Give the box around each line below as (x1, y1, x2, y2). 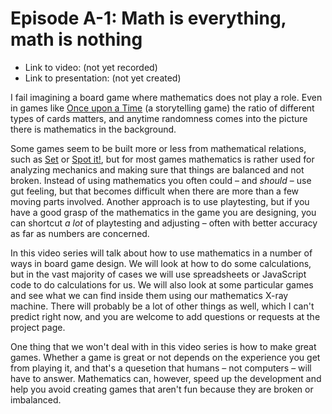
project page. (10, 321, 66, 333)
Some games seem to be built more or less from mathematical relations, (10, 142, 307, 154)
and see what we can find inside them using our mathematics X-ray (10, 289, 289, 301)
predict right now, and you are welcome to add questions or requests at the (10, 310, 321, 322)
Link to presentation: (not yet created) (24, 72, 182, 84)
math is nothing (10, 28, 143, 51)
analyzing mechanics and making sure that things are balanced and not (10, 163, 305, 176)
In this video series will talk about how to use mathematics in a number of (10, 247, 313, 259)
